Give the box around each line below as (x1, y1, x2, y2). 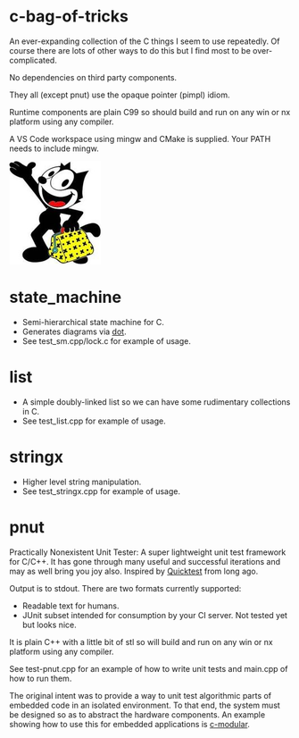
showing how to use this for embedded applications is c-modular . (9, 718, 250, 729)
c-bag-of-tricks (9, 6, 129, 27)
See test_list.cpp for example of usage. (21, 415, 167, 426)
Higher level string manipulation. (21, 476, 142, 487)
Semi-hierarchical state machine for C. (21, 316, 165, 327)
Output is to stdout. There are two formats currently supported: (9, 583, 242, 593)
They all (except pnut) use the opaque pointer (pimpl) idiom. (9, 89, 230, 100)
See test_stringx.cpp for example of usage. (21, 485, 181, 497)
